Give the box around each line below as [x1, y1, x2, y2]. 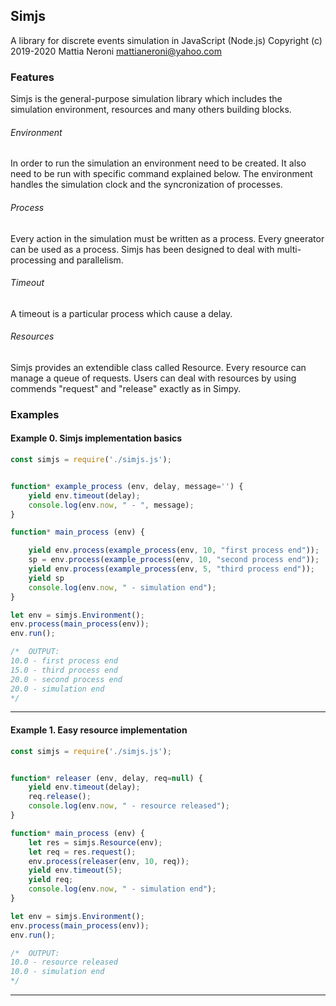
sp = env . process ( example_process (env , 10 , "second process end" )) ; [28, 555, 320, 565]
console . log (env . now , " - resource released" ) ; [28, 801, 230, 811]
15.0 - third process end [10, 665, 118, 675]
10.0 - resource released [10, 957, 118, 968]
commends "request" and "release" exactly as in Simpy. [10, 382, 242, 394]
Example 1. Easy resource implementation [10, 724, 188, 736]
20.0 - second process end [10, 674, 123, 684]
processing [10, 254, 57, 266]
